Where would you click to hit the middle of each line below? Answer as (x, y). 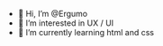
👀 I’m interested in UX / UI (66, 23)
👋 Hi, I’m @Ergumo (53, 14)
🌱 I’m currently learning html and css (86, 32)
